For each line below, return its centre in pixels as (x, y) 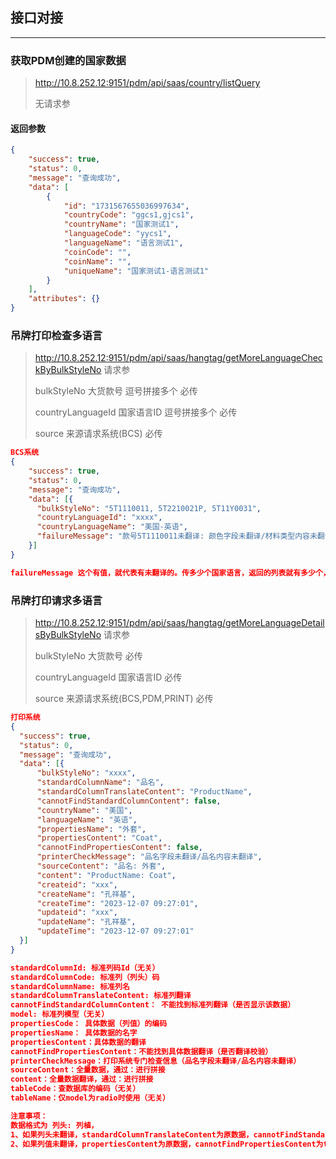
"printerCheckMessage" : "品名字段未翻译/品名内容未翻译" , (149, 857)
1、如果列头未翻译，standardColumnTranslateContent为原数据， (132, 1134)
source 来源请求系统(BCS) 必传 (98, 434)
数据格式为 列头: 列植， (54, 1125)
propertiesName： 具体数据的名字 (74, 1033)
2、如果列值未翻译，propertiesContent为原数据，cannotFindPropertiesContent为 (167, 1144)
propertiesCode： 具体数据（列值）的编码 (89, 1024)
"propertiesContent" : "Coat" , (99, 838)
